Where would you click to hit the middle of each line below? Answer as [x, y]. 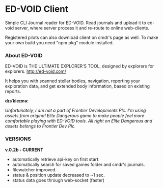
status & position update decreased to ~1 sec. [58, 175]
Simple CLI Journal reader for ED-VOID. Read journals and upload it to [76, 23]
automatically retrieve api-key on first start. [56, 159]
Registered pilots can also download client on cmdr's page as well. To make [82, 37]
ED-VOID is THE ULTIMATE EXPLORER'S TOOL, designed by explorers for [80, 66]
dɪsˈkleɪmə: [17, 101]
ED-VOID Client [37, 9]
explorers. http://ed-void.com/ [36, 71]
